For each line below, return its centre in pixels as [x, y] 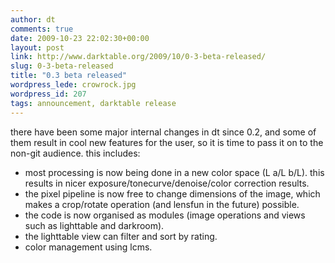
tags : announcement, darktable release [93, 103]
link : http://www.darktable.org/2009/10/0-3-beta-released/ [138, 57]
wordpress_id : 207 [48, 94]
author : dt [33, 19]
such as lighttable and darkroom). [94, 225]
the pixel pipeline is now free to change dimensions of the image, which [172, 193]
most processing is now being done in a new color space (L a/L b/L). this [174, 172]
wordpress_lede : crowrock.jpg [73, 85]
